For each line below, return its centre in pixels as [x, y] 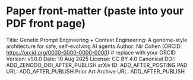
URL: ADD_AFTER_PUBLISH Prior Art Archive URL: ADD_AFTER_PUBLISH [96, 71]
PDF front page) [46, 23]
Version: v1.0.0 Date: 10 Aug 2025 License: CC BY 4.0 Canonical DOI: [91, 59]
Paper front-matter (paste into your [95, 11]
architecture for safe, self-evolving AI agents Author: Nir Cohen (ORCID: [94, 46]
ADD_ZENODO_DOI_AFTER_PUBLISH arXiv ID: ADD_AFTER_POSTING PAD [97, 65]
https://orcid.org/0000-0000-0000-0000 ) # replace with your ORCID [91, 52]
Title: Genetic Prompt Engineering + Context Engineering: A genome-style [97, 40]
